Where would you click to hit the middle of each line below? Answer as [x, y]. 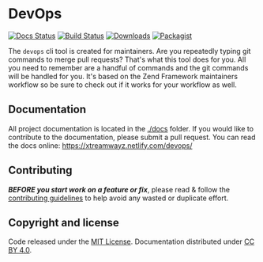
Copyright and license [64, 222]
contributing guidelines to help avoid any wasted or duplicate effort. [118, 198]
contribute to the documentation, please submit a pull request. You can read [132, 137]
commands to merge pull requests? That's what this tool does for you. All [127, 59]
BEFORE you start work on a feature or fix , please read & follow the [119, 189]
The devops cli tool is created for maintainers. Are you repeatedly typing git [130, 51]
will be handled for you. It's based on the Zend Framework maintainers [123, 76]
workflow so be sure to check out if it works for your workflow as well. [122, 85]
